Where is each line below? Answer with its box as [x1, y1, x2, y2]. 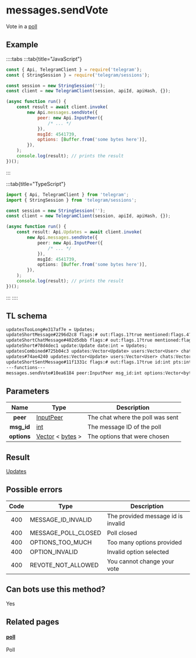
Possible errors [6, 485, 63, 495]
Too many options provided [107, 538, 182, 546]
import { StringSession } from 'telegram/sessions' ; [6, 197, 137, 203]
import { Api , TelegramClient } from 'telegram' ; [6, 191, 129, 198]
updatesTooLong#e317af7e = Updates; [6, 326, 95, 332]
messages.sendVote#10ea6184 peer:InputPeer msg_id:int [6, 370, 142, 376]
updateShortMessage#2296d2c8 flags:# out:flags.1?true [6, 332, 142, 338]
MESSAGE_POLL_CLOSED [30, 529, 101, 537]
